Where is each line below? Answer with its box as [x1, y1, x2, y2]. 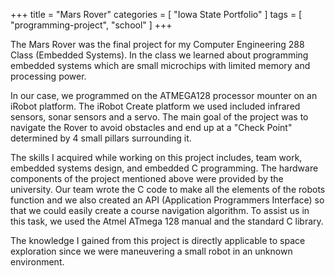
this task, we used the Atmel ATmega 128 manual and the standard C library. [10, 215, 324, 227]
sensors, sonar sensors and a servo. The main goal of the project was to [10, 111, 309, 123]
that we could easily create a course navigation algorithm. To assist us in [10, 205, 310, 216]
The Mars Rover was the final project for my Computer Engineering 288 [10, 39, 305, 50]
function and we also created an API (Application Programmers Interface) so [10, 194, 325, 206]
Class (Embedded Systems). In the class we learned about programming [10, 49, 309, 61]
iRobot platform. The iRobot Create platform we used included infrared [10, 100, 301, 112]
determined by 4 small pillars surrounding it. [10, 132, 192, 144]
